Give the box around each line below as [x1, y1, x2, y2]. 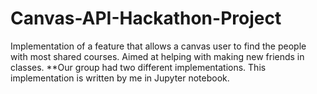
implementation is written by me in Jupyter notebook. [10, 72, 230, 84]
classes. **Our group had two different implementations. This [10, 61, 267, 73]
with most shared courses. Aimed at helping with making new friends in [10, 50, 305, 62]
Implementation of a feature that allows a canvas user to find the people [10, 40, 307, 52]
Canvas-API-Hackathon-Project [10, 7, 282, 30]
